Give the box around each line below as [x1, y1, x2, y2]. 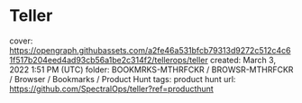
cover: [9, 35, 33, 46]
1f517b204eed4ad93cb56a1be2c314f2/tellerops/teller [9, 54, 209, 65]
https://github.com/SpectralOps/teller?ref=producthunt [9, 83, 214, 94]
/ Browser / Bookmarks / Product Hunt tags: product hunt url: [9, 73, 236, 84]
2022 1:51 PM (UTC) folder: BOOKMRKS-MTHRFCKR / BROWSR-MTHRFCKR [9, 64, 294, 75]
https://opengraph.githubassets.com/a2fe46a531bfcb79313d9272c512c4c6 [9, 44, 291, 55]
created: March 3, [210, 54, 277, 65]
